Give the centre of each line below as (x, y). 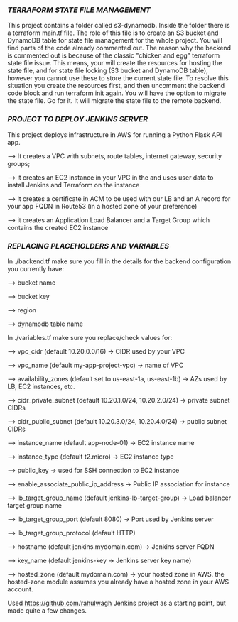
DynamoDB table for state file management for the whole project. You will (115, 40)
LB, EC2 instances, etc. (42, 386)
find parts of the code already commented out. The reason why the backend (119, 48)
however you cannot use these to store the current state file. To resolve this (118, 78)
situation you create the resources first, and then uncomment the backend (116, 86)
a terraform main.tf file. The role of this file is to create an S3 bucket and (113, 33)
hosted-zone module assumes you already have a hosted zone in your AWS (118, 582)
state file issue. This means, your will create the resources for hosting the (115, 63)
